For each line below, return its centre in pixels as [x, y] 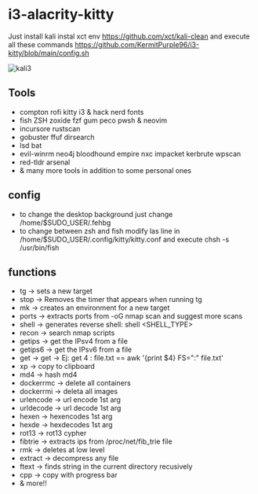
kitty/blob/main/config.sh [49, 53]
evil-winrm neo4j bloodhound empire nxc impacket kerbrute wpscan [130, 153]
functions [32, 272]
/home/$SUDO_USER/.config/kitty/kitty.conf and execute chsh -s [124, 239]
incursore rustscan [50, 128]
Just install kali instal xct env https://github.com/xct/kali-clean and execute [129, 36]
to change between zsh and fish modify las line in [100, 230]
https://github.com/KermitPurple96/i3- [137, 44]
